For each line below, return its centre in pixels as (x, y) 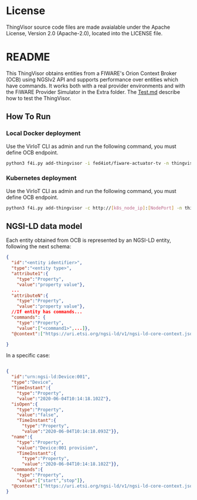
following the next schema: (39, 246)
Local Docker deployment (43, 133)
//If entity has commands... (47, 312)
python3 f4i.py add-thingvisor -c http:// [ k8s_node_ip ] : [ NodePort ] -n (94, 208)
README (28, 57)
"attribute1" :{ (30, 274)
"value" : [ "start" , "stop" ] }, (51, 480)
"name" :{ (22, 437)
